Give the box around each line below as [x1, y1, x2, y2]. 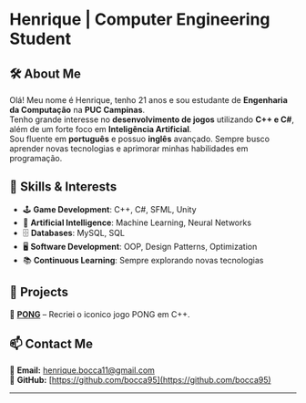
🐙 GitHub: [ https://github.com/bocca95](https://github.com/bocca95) [9, 375, 271, 386]
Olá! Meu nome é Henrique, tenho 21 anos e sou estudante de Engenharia [9, 95, 289, 105]
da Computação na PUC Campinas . [9, 105, 146, 115]
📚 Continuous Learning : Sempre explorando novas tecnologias [22, 254, 264, 265]
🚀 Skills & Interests [9, 179, 117, 195]
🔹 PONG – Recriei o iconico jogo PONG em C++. [9, 308, 190, 319]
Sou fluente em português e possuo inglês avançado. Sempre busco [9, 133, 270, 144]
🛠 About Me [9, 66, 82, 81]
